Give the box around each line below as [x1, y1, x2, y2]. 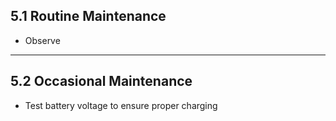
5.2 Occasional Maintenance [10, 73, 193, 90]
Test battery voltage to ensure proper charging [24, 99, 218, 111]
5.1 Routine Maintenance [10, 8, 167, 25]
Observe [24, 34, 61, 46]
